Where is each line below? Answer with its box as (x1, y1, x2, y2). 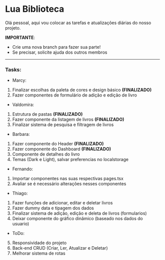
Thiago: (12, 191, 28, 196)
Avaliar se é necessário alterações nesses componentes (12, 181, 127, 187)
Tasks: (5, 66, 22, 73)
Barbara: (12, 131, 30, 137)
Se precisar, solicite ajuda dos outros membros (12, 49, 108, 55)
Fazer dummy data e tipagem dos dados (12, 205, 94, 211)
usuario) (12, 221, 29, 227)
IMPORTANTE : (5, 34, 35, 40)
